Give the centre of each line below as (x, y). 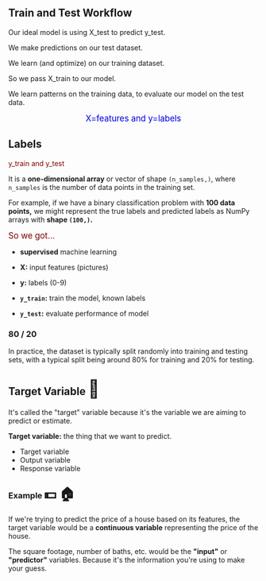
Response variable (50, 468)
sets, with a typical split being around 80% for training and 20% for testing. (131, 359)
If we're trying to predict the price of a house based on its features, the (124, 519)
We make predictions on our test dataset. (75, 48)
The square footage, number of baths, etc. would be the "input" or (118, 552)
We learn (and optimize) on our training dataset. (87, 63)
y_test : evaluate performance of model (84, 313)
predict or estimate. (40, 420)
